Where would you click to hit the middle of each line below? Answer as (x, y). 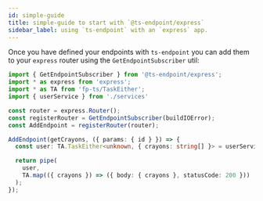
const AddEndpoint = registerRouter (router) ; (83, 125)
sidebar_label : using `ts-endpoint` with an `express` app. (108, 30)
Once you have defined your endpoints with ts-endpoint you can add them (129, 52)
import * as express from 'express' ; (70, 82)
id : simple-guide (36, 15)
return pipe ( (36, 161)
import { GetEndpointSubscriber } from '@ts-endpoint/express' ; (115, 75)
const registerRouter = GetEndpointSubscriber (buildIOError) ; (112, 118)
